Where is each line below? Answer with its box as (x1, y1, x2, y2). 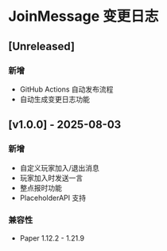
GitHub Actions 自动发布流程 (19, 84, 114, 94)
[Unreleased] (8, 39, 76, 53)
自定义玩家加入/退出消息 (19, 163, 99, 172)
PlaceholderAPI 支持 (19, 193, 86, 202)
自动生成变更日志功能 (19, 94, 90, 104)
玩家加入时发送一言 (19, 173, 83, 182)
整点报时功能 (19, 182, 62, 192)
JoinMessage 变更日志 (8, 7, 159, 25)
